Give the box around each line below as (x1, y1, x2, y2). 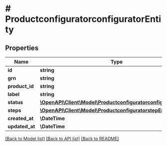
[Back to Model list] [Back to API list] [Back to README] (5, 136, 119, 142)
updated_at (7, 123, 35, 130)
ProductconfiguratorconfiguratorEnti (5, 13, 162, 25)
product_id (7, 83, 34, 90)
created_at (7, 115, 34, 122)
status (7, 99, 23, 105)
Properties (5, 44, 39, 52)
